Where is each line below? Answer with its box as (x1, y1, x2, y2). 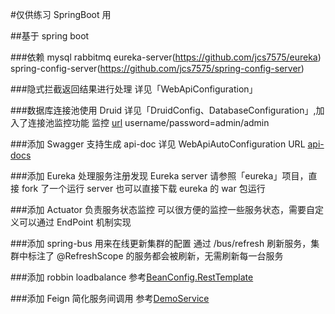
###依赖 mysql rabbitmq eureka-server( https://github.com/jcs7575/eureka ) (10, 51, 322, 63)
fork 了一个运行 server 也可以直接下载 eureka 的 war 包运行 (21, 183, 266, 194)
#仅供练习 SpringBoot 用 (10, 9, 112, 20)
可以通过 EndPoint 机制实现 (18, 216, 132, 228)
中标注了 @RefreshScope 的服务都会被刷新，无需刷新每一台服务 (18, 250, 284, 262)
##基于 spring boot (10, 30, 90, 42)
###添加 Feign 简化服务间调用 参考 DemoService (10, 293, 210, 304)
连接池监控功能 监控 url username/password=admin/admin (27, 117, 270, 128)
